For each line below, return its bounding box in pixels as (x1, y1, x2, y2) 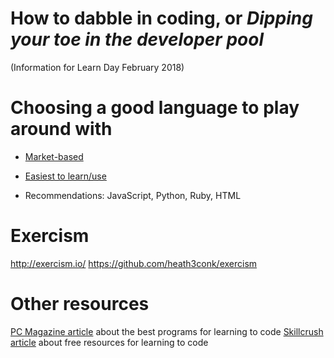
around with (10, 118, 113, 141)
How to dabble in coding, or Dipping (10, 7, 313, 30)
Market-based (24, 150, 84, 162)
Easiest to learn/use (24, 170, 107, 182)
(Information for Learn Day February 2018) (10, 61, 185, 73)
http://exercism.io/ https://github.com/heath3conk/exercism (10, 257, 258, 269)
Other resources (10, 293, 150, 315)
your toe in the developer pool (10, 28, 265, 51)
